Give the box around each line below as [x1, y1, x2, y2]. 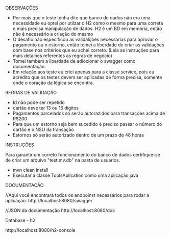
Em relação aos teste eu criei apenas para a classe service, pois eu [12, 69, 155, 75]
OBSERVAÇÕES [5, 5, 38, 11]
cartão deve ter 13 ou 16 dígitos [12, 105, 79, 111]
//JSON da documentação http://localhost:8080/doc [5, 207, 115, 214]
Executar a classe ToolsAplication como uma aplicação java [12, 172, 139, 178]
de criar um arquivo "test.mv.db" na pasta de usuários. [5, 157, 120, 163]
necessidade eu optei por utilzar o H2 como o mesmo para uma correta [12, 20, 163, 26]
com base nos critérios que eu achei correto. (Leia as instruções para [12, 47, 159, 53]
